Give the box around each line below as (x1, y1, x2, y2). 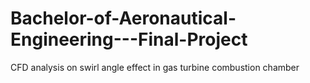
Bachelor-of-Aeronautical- (10, 7, 237, 30)
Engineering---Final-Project (10, 28, 248, 51)
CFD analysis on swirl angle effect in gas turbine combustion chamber (10, 61, 300, 73)
